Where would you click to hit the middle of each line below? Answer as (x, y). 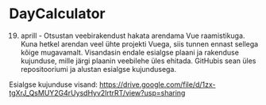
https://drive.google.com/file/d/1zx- (158, 84)
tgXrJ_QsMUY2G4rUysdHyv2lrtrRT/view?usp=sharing (97, 92)
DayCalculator (57, 14)
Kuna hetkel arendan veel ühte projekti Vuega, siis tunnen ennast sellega (139, 43)
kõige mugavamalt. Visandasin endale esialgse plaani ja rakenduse (129, 52)
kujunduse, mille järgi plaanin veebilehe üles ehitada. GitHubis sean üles (138, 61)
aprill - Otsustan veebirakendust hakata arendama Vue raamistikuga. (133, 36)
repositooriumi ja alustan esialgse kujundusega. (98, 69)
